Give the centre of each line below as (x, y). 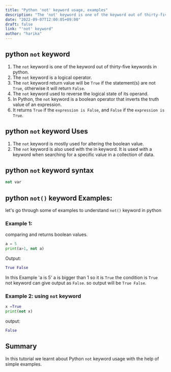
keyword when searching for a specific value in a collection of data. (83, 154)
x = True (13, 307)
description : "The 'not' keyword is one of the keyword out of (74, 15)
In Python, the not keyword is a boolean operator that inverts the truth (86, 99)
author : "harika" (24, 34)
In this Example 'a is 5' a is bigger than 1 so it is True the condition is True (81, 278)
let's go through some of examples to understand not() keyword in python (83, 210)
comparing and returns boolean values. (47, 234)
